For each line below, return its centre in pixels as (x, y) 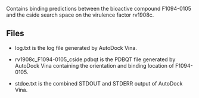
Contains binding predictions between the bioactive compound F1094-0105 (99, 9)
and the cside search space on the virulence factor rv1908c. (80, 15)
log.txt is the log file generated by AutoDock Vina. (76, 48)
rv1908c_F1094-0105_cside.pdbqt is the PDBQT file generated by (95, 59)
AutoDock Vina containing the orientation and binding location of (94, 65)
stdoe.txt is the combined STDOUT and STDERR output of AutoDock (99, 83)
